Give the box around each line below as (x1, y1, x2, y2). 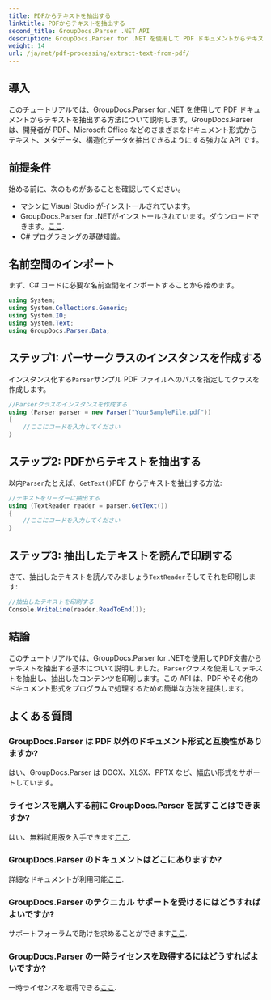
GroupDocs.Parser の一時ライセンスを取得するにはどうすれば (8, 951, 251, 962)
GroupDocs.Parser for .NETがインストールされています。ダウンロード (19, 211, 252, 221)
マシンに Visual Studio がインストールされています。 (19, 201, 195, 211)
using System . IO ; (8, 312, 67, 320)
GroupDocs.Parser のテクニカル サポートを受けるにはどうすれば (8, 896, 261, 908)
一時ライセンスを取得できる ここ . (8, 983, 117, 993)
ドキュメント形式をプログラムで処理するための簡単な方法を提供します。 (8, 683, 249, 693)
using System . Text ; (8, 319, 74, 328)
